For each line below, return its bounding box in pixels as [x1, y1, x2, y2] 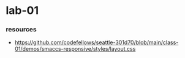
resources [6, 25, 37, 34]
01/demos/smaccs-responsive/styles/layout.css [14, 45, 136, 53]
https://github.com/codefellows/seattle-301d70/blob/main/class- [14, 39, 179, 46]
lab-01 [6, 4, 39, 18]
